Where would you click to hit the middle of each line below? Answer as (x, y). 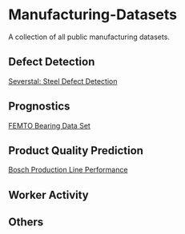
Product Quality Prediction (76, 151)
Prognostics (39, 107)
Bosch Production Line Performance (68, 170)
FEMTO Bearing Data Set (49, 125)
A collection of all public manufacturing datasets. (89, 37)
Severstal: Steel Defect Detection (63, 81)
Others (26, 222)
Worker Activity (49, 194)
